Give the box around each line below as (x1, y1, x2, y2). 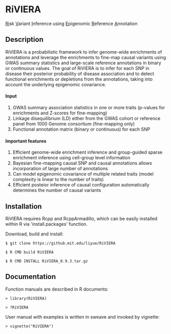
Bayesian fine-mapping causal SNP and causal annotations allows (12, 160, 152, 166)
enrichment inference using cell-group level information (12, 155, 131, 161)
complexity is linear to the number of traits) (12, 176, 104, 182)
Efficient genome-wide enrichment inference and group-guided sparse (12, 149, 163, 155)
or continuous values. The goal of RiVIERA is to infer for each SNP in (5, 65, 149, 71)
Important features (5, 138, 47, 144)
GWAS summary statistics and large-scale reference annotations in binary (5, 60, 161, 66)
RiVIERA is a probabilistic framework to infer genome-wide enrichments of (5, 49, 162, 55)
